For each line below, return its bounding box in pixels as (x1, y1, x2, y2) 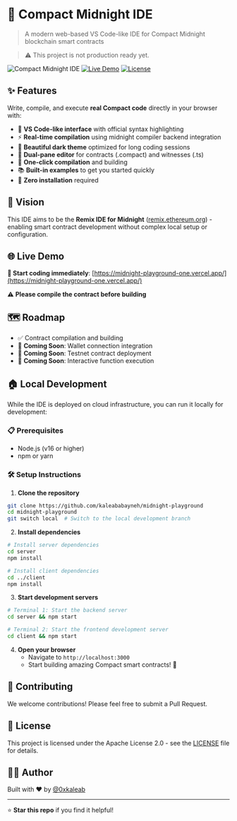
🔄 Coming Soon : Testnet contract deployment (17, 349, 152, 358)
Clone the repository (17, 488, 80, 497)
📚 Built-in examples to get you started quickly (17, 166, 155, 174)
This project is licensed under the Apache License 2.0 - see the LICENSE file (7, 739, 230, 747)
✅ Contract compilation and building (17, 334, 123, 342)
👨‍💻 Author (7, 766, 54, 778)
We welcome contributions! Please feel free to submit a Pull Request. (7, 699, 208, 708)
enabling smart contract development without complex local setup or (7, 222, 208, 231)
